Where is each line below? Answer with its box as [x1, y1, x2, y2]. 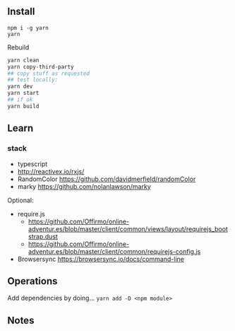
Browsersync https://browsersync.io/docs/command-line [17, 255, 185, 263]
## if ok [7, 96, 33, 103]
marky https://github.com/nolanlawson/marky [17, 182, 152, 190]
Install [7, 6, 35, 18]
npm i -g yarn [7, 24, 49, 31]
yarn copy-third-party [7, 63, 74, 70]
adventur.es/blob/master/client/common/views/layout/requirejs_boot [28, 224, 228, 233]
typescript [17, 159, 48, 168]
